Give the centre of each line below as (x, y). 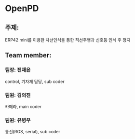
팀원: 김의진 (18, 95)
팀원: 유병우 (18, 120)
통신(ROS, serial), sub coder (33, 132)
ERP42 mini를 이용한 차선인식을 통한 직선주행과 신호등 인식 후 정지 (68, 40)
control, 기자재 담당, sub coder (35, 81)
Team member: (28, 55)
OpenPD (22, 8)
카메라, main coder (23, 106)
